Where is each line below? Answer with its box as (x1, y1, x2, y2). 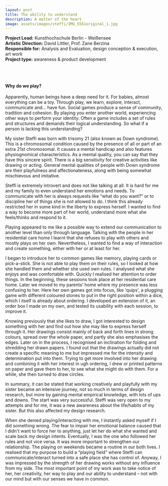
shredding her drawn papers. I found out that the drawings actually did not (5, 345, 159, 351)
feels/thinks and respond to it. (5, 214, 67, 220)
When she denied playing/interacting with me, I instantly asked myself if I (5, 417, 156, 423)
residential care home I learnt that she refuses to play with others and (5, 235, 149, 241)
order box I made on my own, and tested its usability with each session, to (5, 303, 158, 309)
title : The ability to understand (5, 12, 78, 17)
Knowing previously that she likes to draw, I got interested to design (5, 318, 145, 324)
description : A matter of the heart (5, 17, 82, 22)
